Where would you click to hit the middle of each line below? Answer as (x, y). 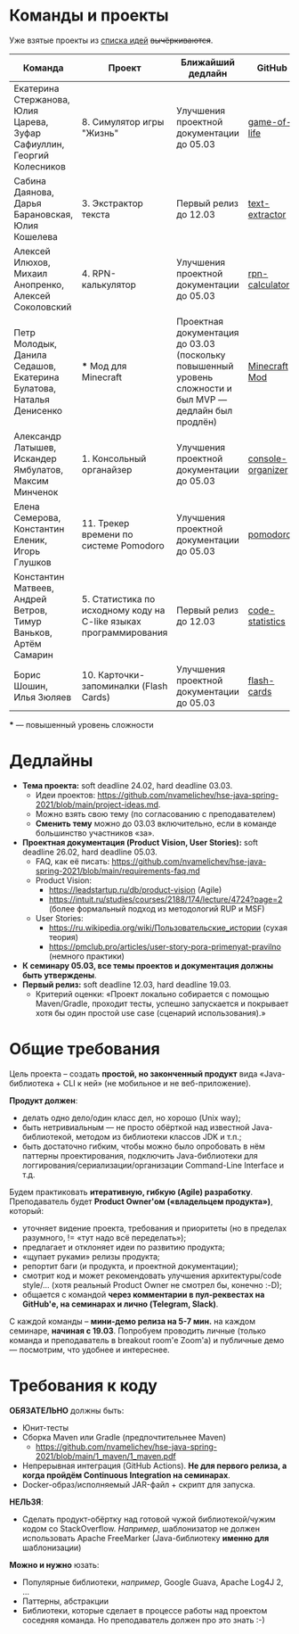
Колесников (40, 166)
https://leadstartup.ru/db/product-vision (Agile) (135, 889)
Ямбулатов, (39, 469)
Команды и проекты (89, 16)
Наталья (32, 400)
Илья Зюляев (43, 697)
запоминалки (110, 686)
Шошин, (31, 686)
